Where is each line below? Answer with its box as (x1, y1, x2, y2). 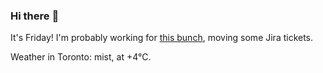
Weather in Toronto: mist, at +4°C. (10, 51, 152, 63)
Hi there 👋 (10, 9, 60, 23)
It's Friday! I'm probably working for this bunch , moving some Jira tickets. (10, 32, 314, 44)
